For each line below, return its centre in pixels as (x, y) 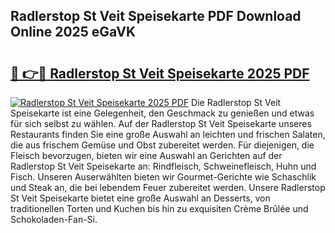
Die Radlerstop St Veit (236, 102)
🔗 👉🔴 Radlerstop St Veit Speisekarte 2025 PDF (160, 73)
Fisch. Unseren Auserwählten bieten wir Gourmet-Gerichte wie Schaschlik (163, 177)
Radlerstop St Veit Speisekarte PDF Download (156, 16)
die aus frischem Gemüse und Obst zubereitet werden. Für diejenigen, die (162, 145)
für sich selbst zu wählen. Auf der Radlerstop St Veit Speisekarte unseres (161, 123)
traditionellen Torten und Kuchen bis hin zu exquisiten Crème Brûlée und (159, 208)
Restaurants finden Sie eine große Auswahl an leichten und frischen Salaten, (168, 134)
